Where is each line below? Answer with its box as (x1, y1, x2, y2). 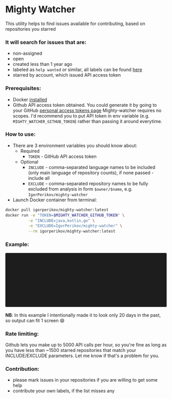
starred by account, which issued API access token (12, 72, 121, 78)
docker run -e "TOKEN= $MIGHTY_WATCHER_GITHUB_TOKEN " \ (5, 213, 125, 218)
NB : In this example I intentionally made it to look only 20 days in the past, (5, 312, 161, 318)
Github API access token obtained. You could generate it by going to (12, 102, 157, 108)
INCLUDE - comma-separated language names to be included (28, 164, 156, 170)
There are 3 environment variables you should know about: (12, 142, 137, 149)
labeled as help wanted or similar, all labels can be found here (12, 66, 142, 73)
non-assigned (12, 50, 42, 57)
